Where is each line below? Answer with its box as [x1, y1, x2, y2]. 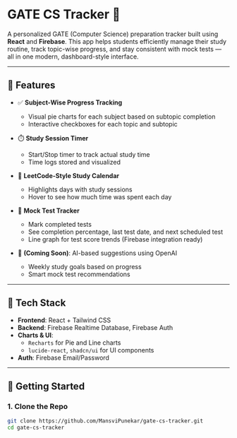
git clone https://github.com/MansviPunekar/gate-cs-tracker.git [7, 418, 203, 425]
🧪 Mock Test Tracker [17, 206, 80, 215]
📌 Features [7, 79, 56, 91]
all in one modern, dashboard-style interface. [7, 52, 139, 61]
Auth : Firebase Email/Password [17, 353, 109, 362]
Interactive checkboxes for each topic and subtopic [28, 119, 178, 128]
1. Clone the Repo [7, 401, 68, 411]
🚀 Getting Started [7, 380, 85, 392]
